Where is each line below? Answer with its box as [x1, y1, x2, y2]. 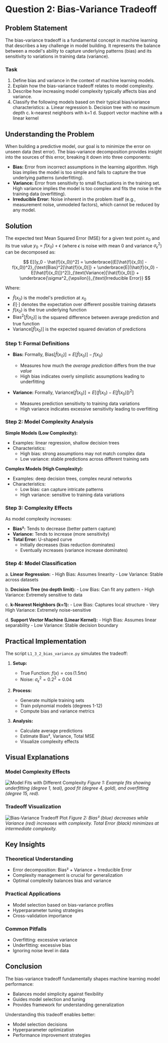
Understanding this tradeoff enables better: [5, 1011, 96, 1017]
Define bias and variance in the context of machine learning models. [12, 78, 155, 84]
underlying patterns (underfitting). [12, 175, 84, 181]
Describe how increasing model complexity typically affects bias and [12, 88, 156, 94]
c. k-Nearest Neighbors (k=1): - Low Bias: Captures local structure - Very [5, 602, 159, 608]
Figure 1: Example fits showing [87, 779, 151, 786]
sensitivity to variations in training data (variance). [5, 53, 110, 59]
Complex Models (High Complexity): [5, 465, 83, 472]
